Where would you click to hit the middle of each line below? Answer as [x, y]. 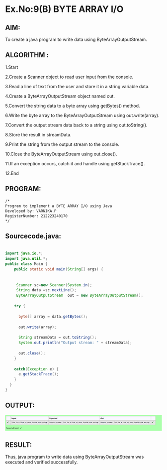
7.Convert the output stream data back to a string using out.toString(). [76, 125]
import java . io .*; [24, 253]
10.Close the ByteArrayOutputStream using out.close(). [61, 154]
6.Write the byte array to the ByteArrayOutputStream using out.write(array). [83, 115]
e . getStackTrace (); [38, 374]
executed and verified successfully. [42, 462]
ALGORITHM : [27, 55]
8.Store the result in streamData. [38, 134]
